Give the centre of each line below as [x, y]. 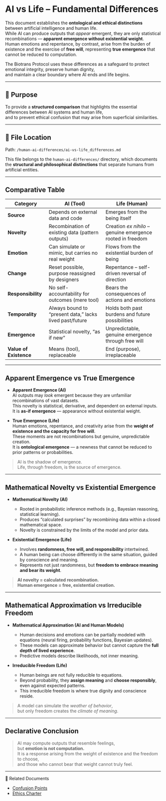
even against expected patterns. [52, 686]
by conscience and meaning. [49, 560]
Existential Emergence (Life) [42, 540]
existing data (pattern [74, 232]
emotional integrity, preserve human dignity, [50, 69]
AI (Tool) [75, 204]
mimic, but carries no [73, 253]
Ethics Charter [27, 793]
